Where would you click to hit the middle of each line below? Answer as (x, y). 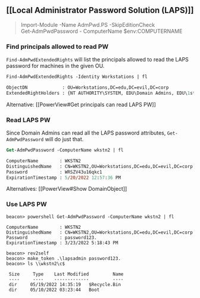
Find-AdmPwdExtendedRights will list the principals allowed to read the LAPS (98, 60)
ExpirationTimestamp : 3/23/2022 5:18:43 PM (62, 243)
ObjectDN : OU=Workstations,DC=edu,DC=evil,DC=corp (87, 87)
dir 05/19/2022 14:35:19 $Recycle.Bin (65, 284)
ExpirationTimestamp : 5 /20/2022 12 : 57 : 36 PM (63, 178)
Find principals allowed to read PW (57, 46)
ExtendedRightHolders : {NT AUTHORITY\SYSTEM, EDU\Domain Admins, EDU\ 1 (98, 93)
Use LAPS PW (26, 204)
